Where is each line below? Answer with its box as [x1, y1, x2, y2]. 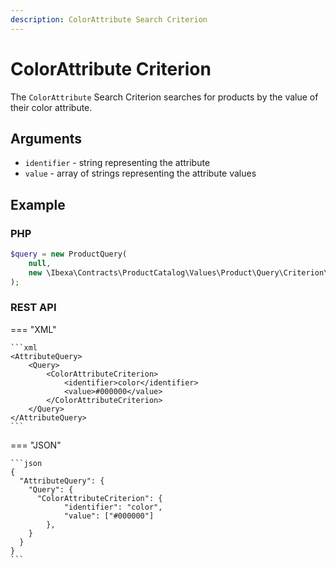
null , [28, 258, 52, 268]
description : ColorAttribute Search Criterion [10, 14, 208, 25]
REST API [10, 301, 57, 315]
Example [10, 196, 66, 213]
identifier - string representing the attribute [24, 157, 211, 169]
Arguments [10, 130, 83, 147]
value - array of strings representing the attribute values [24, 167, 257, 180]
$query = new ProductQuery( [10, 249, 128, 260]
